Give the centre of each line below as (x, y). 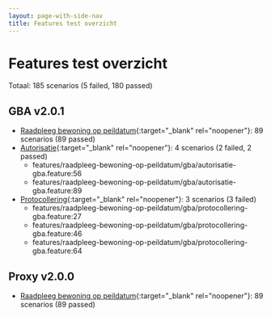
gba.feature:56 (57, 174)
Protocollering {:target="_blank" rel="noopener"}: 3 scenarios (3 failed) (138, 200)
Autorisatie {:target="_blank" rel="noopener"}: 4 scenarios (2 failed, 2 (136, 148)
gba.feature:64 (57, 251)
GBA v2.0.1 (36, 111)
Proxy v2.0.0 (42, 276)
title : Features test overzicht (63, 23)
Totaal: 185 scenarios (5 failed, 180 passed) (80, 86)
